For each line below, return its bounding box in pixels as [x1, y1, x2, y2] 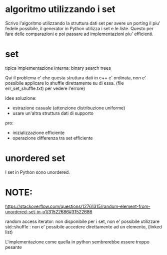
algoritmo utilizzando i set [5, 4, 115, 15]
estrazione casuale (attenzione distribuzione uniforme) [12, 104, 125, 111]
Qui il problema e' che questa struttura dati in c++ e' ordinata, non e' [5, 74, 146, 81]
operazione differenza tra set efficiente [12, 135, 93, 141]
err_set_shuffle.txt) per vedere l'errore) [5, 85, 85, 91]
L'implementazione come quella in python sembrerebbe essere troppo [5, 238, 150, 244]
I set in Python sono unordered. [5, 169, 70, 175]
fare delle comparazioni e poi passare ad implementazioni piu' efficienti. [5, 31, 153, 37]
